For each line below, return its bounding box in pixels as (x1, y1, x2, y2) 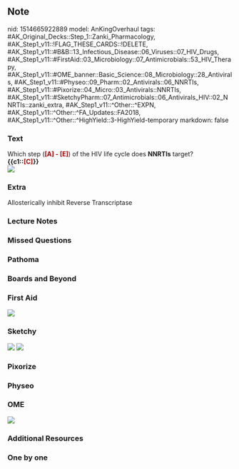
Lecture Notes (7, 216, 58, 226)
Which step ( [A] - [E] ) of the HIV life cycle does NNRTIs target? (7, 150, 194, 158)
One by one (7, 453, 49, 463)
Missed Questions (7, 236, 72, 246)
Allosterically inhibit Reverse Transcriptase (7, 198, 133, 207)
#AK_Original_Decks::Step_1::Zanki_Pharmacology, (7, 32, 156, 41)
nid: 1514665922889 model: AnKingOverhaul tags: (7, 24, 156, 33)
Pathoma (7, 255, 39, 265)
